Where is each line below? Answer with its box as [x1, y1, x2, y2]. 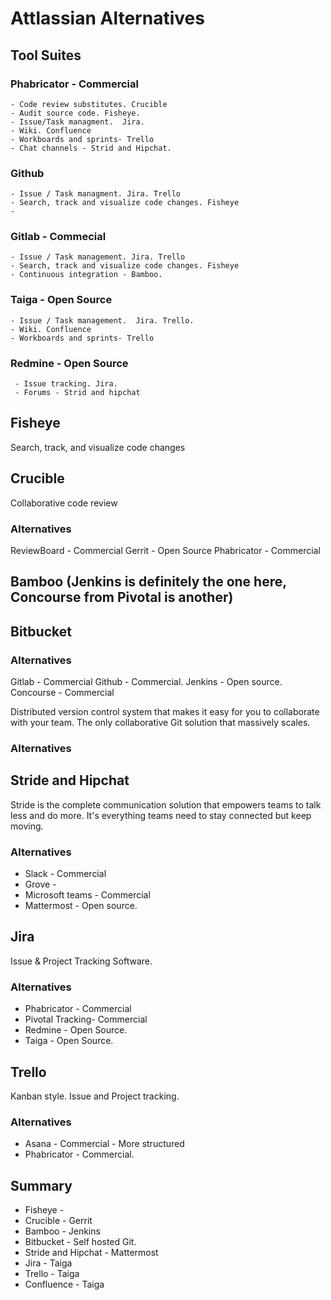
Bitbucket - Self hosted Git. [24, 1236, 137, 1248]
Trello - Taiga [24, 1268, 80, 1280]
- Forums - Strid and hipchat [14, 388, 141, 398]
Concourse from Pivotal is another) [10, 589, 234, 606]
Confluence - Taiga [24, 1278, 105, 1291]
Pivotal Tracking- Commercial [24, 1013, 148, 1026]
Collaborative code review [10, 497, 118, 509]
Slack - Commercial [24, 868, 107, 880]
